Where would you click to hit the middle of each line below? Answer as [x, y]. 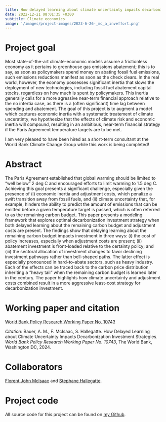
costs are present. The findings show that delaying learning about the [76, 230]
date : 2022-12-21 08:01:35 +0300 [40, 14]
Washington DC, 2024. [28, 347]
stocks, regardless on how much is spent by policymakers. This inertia [77, 93]
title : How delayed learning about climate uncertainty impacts [73, 10]
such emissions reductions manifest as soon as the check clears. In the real [82, 77]
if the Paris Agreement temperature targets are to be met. [63, 130]
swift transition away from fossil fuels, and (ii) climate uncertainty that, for [80, 199]
